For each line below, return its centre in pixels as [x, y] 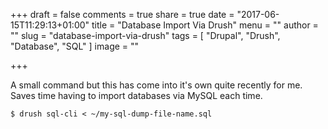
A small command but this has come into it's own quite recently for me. [156, 85]
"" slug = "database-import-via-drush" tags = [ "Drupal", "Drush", [145, 35]
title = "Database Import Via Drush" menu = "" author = [205, 25]
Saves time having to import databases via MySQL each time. [136, 95]
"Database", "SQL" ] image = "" [75, 46]
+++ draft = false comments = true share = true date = [122, 14]
